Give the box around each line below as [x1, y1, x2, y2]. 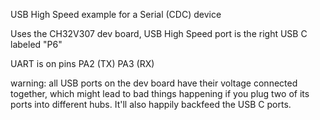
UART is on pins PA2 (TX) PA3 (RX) [10, 58, 155, 69]
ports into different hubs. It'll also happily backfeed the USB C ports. [10, 99, 292, 110]
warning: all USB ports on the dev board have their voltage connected [10, 77, 298, 89]
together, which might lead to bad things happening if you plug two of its [10, 88, 310, 99]
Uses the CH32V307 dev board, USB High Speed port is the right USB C [10, 28, 308, 39]
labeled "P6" [10, 39, 63, 50]
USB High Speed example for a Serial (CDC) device [10, 9, 222, 20]
